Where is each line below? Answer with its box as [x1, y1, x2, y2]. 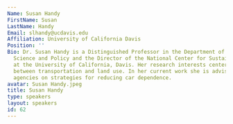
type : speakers [7, 94, 51, 101]
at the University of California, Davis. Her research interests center [13, 61, 228, 68]
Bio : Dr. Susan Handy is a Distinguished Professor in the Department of [7, 49, 225, 56]
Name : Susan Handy [7, 10, 60, 17]
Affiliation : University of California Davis [7, 36, 141, 43]
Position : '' [7, 42, 45, 49]
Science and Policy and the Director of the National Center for [13, 55, 207, 62]
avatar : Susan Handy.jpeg [7, 81, 82, 87]
